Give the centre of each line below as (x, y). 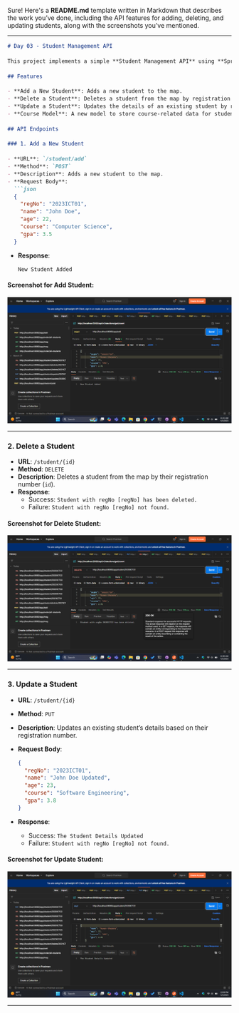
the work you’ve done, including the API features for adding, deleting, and (116, 18)
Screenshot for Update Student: (55, 860)
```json (25, 189)
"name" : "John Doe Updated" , (68, 778)
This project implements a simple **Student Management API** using (111, 61)
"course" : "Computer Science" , (67, 227)
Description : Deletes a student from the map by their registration (113, 477)
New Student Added (45, 269)
